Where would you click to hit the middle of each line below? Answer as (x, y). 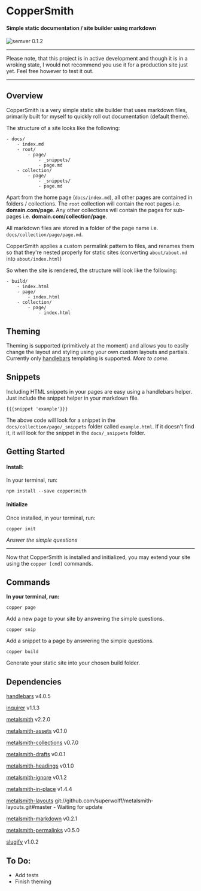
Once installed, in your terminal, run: (51, 518)
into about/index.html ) (34, 259)
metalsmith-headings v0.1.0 (40, 766)
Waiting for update (80, 807)
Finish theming (33, 881)
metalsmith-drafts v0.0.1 (36, 754)
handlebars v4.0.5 (28, 696)
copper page (21, 608)
